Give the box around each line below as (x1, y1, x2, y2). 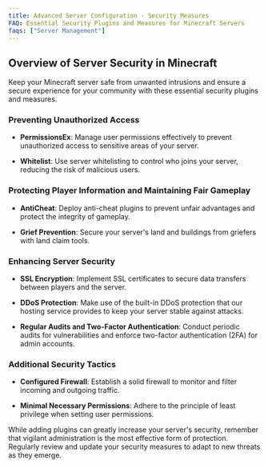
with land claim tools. (19, 235, 90, 245)
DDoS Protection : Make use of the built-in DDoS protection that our (19, 298, 243, 308)
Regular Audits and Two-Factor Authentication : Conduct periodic (19, 322, 240, 332)
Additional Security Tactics (8, 359, 116, 370)
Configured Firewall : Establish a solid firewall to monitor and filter (19, 377, 238, 386)
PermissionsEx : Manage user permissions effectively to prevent (19, 133, 232, 142)
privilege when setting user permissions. (19, 410, 154, 419)
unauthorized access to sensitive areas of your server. (19, 141, 200, 150)
